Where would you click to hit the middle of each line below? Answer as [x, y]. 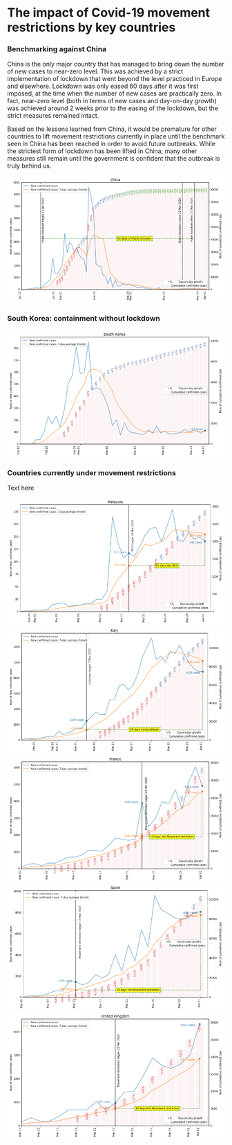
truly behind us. [29, 166]
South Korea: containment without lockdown [84, 319]
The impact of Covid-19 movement [109, 13]
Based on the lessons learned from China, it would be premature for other [112, 129]
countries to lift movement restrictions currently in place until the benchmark [116, 136]
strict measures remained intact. [53, 116]
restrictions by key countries [91, 27]
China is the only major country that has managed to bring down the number [116, 64]
